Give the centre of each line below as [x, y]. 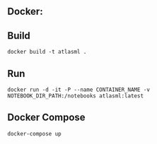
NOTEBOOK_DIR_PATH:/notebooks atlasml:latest [75, 96]
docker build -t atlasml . [47, 52]
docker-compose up [34, 133]
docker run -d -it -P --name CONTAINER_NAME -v [79, 90]
